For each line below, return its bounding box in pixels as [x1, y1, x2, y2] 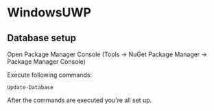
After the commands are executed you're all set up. [7, 96, 152, 104]
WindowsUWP [7, 5, 91, 21]
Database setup [7, 32, 77, 44]
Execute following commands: [7, 71, 93, 79]
